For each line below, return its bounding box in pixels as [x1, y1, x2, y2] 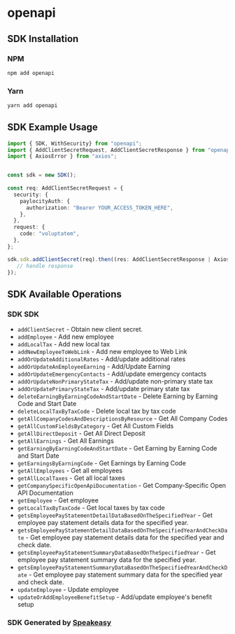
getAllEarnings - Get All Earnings [17, 437, 114, 445]
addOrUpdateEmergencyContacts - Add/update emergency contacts [17, 369, 207, 379]
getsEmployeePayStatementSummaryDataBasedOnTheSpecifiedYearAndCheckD [17, 565, 228, 572]
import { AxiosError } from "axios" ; [7, 153, 117, 160]
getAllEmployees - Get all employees [17, 467, 123, 475]
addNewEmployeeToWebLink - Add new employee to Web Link [17, 348, 187, 356]
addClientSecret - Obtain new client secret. [17, 325, 143, 334]
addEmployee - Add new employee [17, 332, 114, 341]
